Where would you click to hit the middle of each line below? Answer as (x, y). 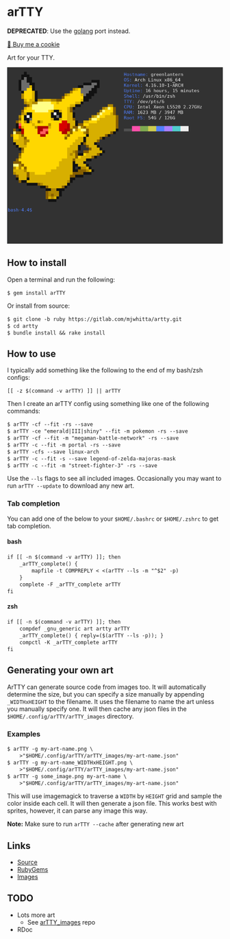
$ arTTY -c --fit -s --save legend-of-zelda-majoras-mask (91, 459)
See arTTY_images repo (61, 922)
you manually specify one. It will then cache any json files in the (97, 709)
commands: (24, 411)
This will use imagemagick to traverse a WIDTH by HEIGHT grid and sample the (115, 796)
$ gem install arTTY (37, 293)
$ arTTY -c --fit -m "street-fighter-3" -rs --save (82, 466)
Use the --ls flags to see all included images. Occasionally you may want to (114, 479)
